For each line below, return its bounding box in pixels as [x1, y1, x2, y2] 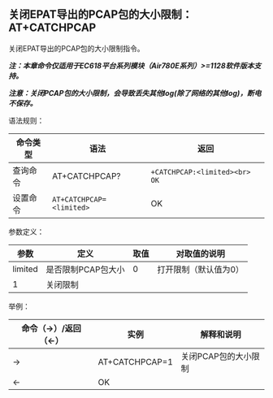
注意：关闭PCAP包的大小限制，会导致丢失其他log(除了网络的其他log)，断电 [8, 88, 262, 97]
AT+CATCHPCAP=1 [97, 356, 173, 367]
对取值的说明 [175, 248, 225, 259]
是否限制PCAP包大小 [45, 263, 125, 275]
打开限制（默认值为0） [157, 263, 245, 275]
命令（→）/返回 [21, 322, 81, 334]
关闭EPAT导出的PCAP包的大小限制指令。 [8, 43, 145, 53]
